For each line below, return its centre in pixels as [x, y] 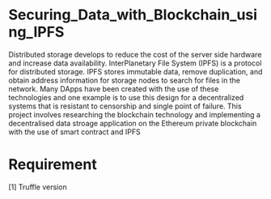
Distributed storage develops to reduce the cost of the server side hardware [135, 54]
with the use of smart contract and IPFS [74, 132]
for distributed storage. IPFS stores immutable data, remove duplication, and [135, 71]
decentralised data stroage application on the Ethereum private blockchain [133, 123]
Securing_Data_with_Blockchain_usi [133, 15]
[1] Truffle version [38, 187]
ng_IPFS [36, 32]
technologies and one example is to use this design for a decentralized [126, 97]
